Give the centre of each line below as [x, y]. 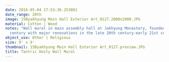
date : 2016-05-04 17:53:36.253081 [41, 10]
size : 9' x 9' [20, 42]
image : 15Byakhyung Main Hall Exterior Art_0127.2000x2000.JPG [73, 19]
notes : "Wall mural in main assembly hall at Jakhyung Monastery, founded [85, 28]
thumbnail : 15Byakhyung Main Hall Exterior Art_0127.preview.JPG [75, 47]
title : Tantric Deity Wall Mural [40, 51]
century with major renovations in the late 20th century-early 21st [84, 33]
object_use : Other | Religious [38, 38]
